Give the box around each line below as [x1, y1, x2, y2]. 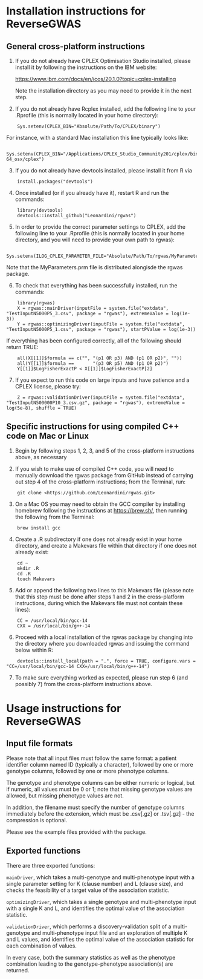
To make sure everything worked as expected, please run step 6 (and [14, 673, 188, 681]
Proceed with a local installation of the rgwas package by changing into [14, 634, 193, 641]
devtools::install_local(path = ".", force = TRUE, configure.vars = [17, 658, 196, 664]
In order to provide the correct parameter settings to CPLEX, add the [14, 223, 186, 231]
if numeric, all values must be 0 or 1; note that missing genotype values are [6, 785, 193, 793]
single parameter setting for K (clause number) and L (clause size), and [6, 880, 184, 887]
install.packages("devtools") [17, 178, 94, 185]
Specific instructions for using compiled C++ [6, 422, 179, 432]
